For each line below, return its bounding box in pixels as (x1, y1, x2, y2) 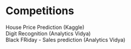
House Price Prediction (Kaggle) (5, 24, 85, 31)
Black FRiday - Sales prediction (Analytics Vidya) (5, 36, 126, 43)
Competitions (5, 4, 74, 18)
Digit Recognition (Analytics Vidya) (5, 30, 91, 37)
